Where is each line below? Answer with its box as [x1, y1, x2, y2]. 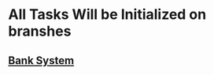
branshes [8, 22, 72, 40]
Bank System [8, 54, 75, 67]
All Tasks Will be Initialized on [8, 6, 207, 24]
